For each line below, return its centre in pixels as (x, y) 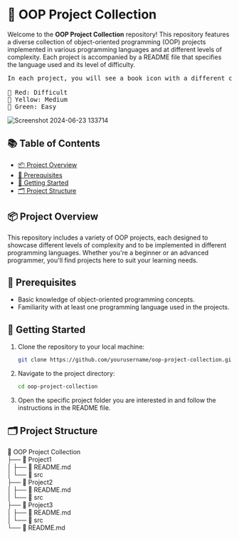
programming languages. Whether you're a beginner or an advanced (108, 252)
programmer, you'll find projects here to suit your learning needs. (103, 260)
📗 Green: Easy (32, 107)
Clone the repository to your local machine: (81, 347)
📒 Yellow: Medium (37, 99)
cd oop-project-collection (58, 387)
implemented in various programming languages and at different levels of (115, 49)
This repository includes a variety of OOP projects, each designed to (108, 237)
